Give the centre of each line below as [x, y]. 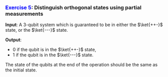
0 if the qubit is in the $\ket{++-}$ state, [54, 50]
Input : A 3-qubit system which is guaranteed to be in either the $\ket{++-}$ [84, 25]
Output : [13, 40]
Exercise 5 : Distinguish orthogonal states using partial [73, 8]
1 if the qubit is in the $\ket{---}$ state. [53, 55]
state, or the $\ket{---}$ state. [37, 30]
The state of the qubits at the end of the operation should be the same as [81, 65]
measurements [24, 14]
